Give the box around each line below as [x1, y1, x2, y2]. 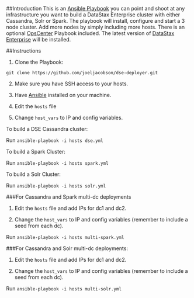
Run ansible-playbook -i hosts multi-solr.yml [6, 285, 122, 292]
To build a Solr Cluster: [6, 171, 61, 178]
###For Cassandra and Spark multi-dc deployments [6, 193, 131, 200]
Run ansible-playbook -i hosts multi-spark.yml [6, 234, 124, 240]
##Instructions [6, 47, 41, 54]
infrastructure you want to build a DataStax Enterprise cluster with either [6, 11, 181, 18]
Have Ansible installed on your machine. [14, 92, 112, 98]
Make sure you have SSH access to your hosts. [14, 80, 129, 87]
